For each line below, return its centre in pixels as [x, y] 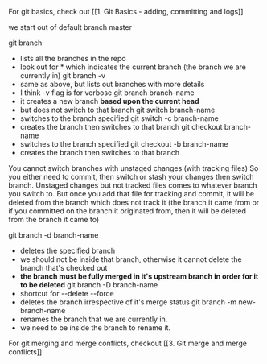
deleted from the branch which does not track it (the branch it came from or [134, 202]
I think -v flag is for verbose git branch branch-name [107, 93]
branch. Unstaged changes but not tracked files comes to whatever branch [133, 185]
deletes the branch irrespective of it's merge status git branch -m [128, 302]
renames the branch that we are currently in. [94, 319]
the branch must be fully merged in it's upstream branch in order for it [139, 276]
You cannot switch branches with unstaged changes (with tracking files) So [133, 168]
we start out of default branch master [70, 27]
